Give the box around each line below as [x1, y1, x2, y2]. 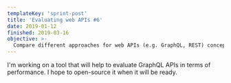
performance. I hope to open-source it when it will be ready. [7, 68, 177, 76]
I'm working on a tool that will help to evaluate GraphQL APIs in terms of [7, 61, 211, 69]
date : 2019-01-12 [7, 23, 57, 29]
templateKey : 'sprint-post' [7, 10, 88, 17]
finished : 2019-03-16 [7, 29, 69, 36]
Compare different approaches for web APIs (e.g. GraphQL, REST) [13, 42, 205, 49]
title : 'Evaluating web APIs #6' [7, 16, 103, 23]
